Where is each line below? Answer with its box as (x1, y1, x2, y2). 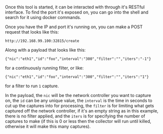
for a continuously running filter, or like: (5, 65, 84, 71)
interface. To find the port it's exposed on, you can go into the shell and (5, 9, 148, 15)
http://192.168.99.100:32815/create (5, 38, 79, 43)
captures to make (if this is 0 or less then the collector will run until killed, (5, 118, 152, 124)
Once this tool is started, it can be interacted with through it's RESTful (5, 4, 145, 10)
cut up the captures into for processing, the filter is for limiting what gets (5, 103, 154, 109)
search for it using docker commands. (5, 15, 81, 20)
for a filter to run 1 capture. (5, 83, 59, 89)
